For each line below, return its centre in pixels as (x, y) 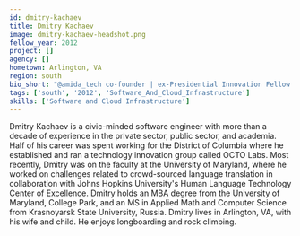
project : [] (31, 51)
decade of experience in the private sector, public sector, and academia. (143, 136)
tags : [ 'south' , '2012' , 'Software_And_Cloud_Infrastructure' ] (130, 92)
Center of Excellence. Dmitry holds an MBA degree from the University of (145, 193)
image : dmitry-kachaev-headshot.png (77, 34)
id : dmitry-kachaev (46, 17)
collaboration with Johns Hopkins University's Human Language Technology (150, 184)
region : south (36, 76)
